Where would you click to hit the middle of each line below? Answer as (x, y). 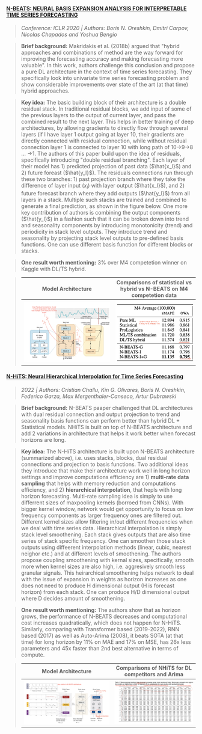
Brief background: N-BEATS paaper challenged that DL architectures (107, 408)
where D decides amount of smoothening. (73, 598)
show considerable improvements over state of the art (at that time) (104, 85)
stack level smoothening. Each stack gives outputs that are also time (106, 534)
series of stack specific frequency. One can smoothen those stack (103, 540)
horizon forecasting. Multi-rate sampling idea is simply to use (97, 496)
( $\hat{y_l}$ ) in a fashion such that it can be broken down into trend (105, 219)
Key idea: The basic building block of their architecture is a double (103, 103)
